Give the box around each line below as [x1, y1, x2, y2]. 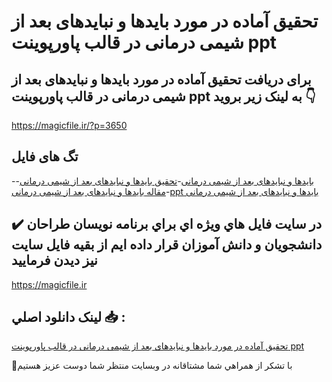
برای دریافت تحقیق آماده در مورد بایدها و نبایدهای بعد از [11, 71, 312, 88]
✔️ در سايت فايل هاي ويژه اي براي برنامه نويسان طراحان [11, 216, 323, 233]
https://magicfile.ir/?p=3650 [11, 120, 128, 131]
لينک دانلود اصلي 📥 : [11, 309, 126, 326]
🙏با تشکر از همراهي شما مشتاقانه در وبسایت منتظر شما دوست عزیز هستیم [11, 360, 293, 372]
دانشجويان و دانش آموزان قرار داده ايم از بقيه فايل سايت [11, 236, 323, 254]
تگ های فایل [11, 148, 79, 165]
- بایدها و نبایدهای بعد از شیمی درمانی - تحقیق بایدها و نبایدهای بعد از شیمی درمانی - [11, 175, 314, 187]
